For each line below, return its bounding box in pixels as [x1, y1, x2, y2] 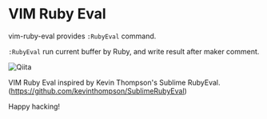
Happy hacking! [8, 101, 61, 111]
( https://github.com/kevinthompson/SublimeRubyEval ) [8, 85, 188, 96]
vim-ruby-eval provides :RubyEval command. [8, 31, 157, 41]
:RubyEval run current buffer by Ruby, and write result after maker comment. [8, 46, 260, 56]
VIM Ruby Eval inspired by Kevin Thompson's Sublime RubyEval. [8, 77, 221, 87]
